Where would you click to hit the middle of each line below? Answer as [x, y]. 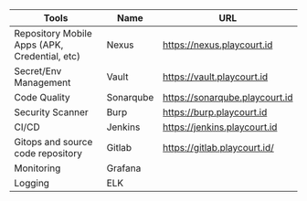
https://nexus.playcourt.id [218, 45]
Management [42, 83]
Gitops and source [53, 142]
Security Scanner [51, 112]
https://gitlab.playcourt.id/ [218, 148]
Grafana [124, 168]
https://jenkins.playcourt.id [220, 127]
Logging [32, 183]
